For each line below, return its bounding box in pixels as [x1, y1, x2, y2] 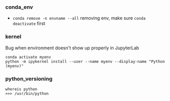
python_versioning [5, 75, 52, 82]
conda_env [5, 4, 33, 11]
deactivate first [12, 20, 46, 26]
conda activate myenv [5, 54, 51, 59]
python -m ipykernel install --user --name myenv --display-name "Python [5, 59, 165, 64]
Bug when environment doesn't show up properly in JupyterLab [5, 45, 139, 51]
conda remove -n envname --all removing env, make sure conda [12, 15, 146, 21]
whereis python [5, 86, 38, 92]
